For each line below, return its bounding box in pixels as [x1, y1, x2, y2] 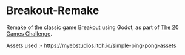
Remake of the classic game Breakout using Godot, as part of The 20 [6, 24, 179, 31]
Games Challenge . [6, 30, 53, 37]
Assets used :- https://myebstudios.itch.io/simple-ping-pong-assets [6, 42, 177, 49]
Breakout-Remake [6, 4, 99, 18]
